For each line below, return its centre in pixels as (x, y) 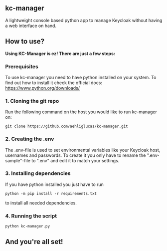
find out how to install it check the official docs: (54, 83)
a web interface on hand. (31, 26)
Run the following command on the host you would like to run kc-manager (81, 112)
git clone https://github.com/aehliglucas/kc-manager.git (67, 127)
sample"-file (18, 160)
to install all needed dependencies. (41, 203)
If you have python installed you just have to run (54, 184)
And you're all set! (34, 242)
